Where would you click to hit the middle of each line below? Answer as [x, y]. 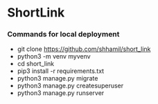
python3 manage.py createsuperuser [70, 86]
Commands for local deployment [63, 34]
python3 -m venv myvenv [54, 56]
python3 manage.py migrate [58, 79]
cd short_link [36, 64]
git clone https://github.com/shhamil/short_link [84, 49]
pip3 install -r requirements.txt [61, 71]
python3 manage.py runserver [61, 93]
